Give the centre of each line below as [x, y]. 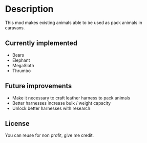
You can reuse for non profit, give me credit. [50, 135]
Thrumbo [21, 71]
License [17, 123]
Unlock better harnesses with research [51, 108]
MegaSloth [23, 65]
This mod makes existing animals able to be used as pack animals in [74, 23]
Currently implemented [41, 43]
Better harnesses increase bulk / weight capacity [61, 103]
